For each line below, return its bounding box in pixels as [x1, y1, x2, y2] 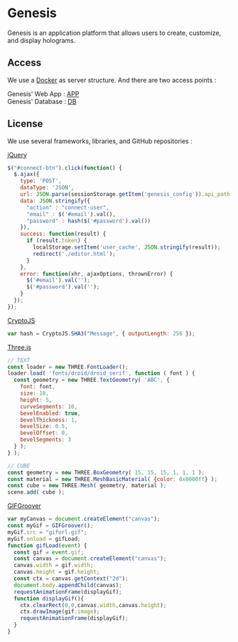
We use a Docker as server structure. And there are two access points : [7, 76, 217, 84]
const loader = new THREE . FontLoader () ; [7, 363, 129, 371]
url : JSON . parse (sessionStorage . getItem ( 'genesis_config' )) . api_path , [20, 191, 234, 198]
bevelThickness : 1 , [20, 416, 78, 423]
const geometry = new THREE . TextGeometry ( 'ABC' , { [13, 376, 171, 384]
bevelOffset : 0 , [20, 430, 69, 437]
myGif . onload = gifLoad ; [7, 535, 81, 542]
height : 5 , [20, 396, 53, 403]
